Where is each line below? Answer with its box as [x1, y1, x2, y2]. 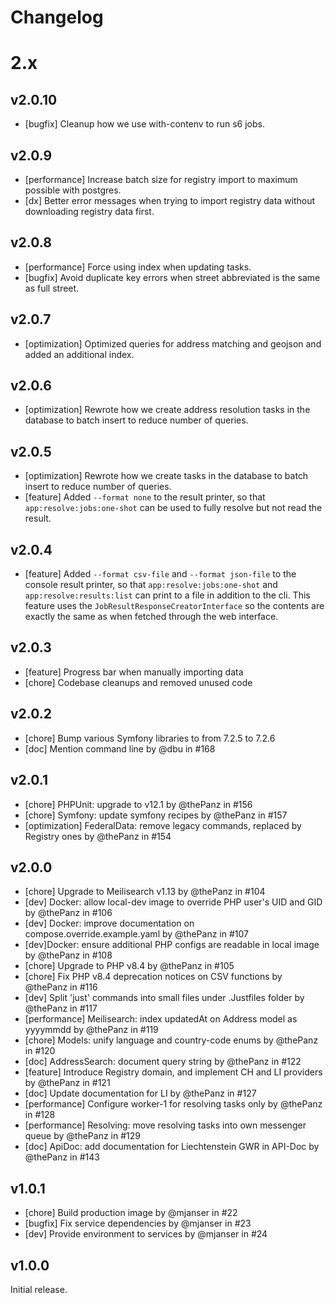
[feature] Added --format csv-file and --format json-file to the [24, 568, 297, 580]
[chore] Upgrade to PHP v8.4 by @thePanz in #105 [24, 960, 235, 972]
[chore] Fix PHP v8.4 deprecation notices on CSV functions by [24, 971, 283, 983]
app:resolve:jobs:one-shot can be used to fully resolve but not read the [24, 502, 323, 514]
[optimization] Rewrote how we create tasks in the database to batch [24, 470, 309, 482]
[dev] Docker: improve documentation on [24, 917, 195, 930]
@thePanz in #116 [24, 981, 98, 993]
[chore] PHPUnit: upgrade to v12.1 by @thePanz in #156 [24, 798, 253, 810]
